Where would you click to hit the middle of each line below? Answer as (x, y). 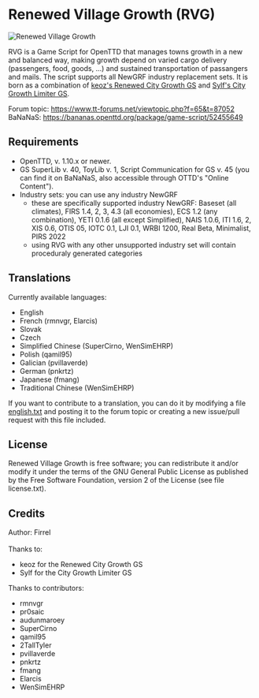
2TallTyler (35, 645)
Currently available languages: (57, 297)
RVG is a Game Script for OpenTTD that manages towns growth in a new (125, 51)
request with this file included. (57, 420)
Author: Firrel (30, 532)
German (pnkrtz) (46, 371)
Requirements (43, 142)
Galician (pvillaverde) (54, 362)
